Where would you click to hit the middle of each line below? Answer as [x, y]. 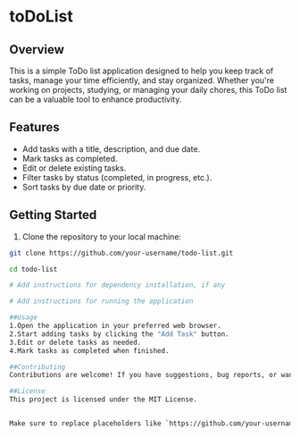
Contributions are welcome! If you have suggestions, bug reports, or [143, 375]
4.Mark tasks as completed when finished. [89, 350]
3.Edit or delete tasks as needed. [75, 342]
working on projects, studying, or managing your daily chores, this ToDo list [148, 90]
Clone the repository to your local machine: [101, 236]
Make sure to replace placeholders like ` [89, 424]
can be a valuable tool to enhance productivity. [96, 99]
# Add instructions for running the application [101, 301]
